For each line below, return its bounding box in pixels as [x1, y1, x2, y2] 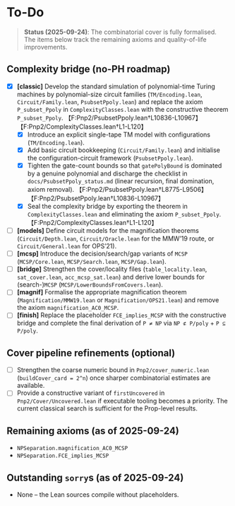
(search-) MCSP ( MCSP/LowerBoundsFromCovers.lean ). [16, 280, 164, 289]
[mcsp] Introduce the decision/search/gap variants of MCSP [16, 249, 188, 258]
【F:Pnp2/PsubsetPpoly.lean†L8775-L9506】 [76, 185, 207, 193]
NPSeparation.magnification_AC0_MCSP [16, 445, 128, 452]
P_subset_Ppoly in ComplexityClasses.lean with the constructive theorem [16, 105, 229, 113]
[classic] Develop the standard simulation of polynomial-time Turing [16, 82, 216, 91]
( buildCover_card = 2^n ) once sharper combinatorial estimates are [16, 374, 211, 382]
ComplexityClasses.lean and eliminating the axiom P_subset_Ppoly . [27, 210, 222, 219]
